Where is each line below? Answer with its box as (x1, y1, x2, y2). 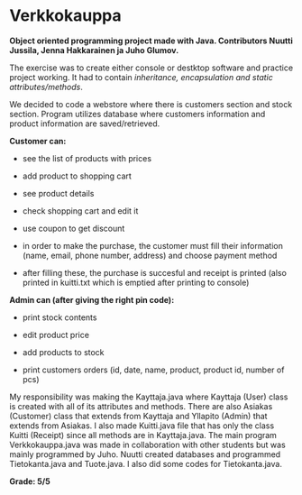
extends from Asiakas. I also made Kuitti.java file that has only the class (9, 420, 275, 431)
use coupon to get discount (22, 223, 125, 234)
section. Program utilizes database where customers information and (9, 108, 266, 119)
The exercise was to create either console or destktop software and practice (9, 62, 294, 73)
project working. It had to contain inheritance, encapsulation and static (9, 71, 273, 82)
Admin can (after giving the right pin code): (9, 294, 175, 305)
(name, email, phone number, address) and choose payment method (22, 250, 278, 261)
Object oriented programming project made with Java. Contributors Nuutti (9, 35, 293, 46)
